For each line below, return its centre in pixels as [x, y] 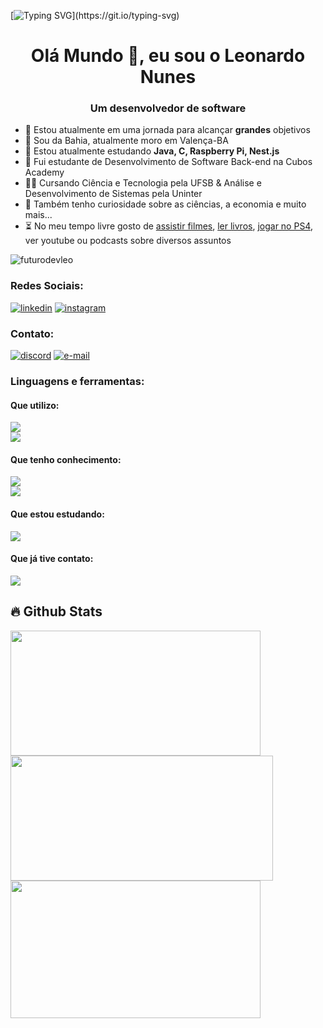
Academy [44, 172]
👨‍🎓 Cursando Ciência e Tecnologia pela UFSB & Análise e [143, 183]
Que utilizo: [35, 405]
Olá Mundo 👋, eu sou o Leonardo [168, 56]
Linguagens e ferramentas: [77, 381]
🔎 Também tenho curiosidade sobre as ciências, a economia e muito [165, 204]
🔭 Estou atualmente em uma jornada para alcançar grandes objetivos [167, 130]
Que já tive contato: [52, 559]
